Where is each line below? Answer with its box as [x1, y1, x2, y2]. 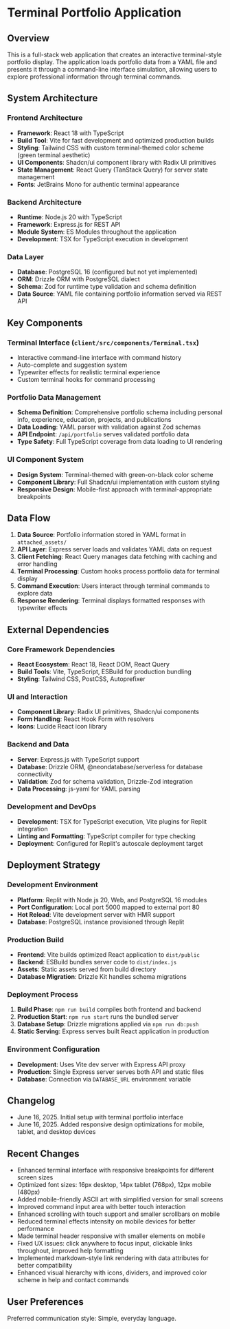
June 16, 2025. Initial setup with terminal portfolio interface [16, 1113, 184, 1122]
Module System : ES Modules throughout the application [16, 227, 177, 236]
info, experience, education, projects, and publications [16, 416, 172, 424]
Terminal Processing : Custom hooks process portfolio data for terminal [16, 567, 220, 576]
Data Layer [7, 252, 45, 261]
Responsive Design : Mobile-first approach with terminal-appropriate [16, 485, 213, 494]
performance [16, 1225, 55, 1233]
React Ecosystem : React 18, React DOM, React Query [16, 660, 170, 669]
